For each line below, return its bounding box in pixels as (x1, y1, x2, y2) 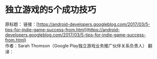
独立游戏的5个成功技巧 (5, 4, 96, 15)
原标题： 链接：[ (5, 21, 38, 27)
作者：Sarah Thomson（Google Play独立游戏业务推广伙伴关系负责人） (5, 43, 147, 48)
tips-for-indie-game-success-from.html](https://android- (5, 27, 120, 32)
